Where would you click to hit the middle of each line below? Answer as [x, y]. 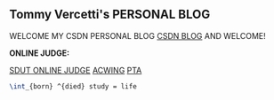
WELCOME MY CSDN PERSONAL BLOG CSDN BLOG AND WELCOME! [138, 35]
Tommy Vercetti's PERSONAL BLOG [110, 15]
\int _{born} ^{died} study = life [73, 86]
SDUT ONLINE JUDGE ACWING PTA [76, 70]
